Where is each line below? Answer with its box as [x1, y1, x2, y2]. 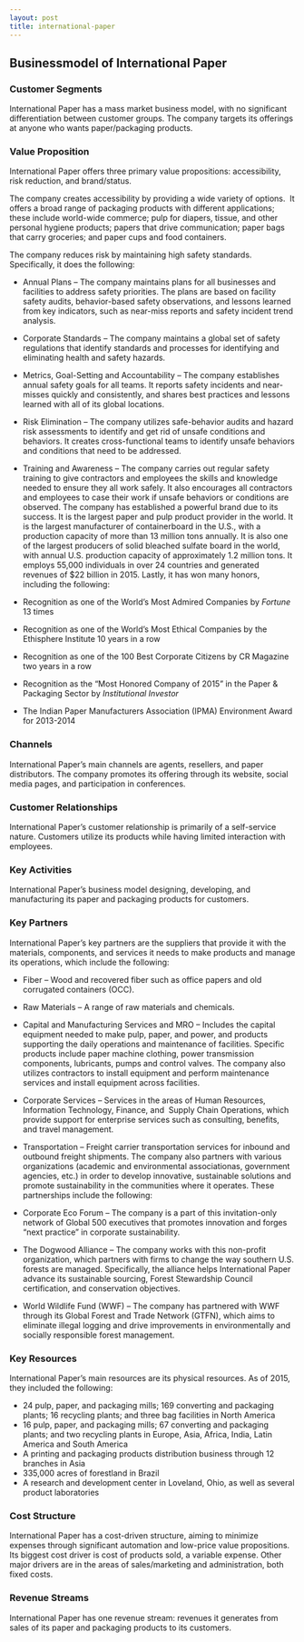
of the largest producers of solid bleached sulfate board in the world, [22, 540, 281, 551]
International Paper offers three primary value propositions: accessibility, [9, 165, 281, 177]
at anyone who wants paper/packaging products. [9, 123, 193, 134]
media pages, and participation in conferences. [9, 778, 186, 789]
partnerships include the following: [22, 1189, 152, 1200]
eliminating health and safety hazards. [22, 352, 166, 364]
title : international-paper [9, 22, 116, 31]
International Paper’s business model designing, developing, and [9, 884, 251, 896]
